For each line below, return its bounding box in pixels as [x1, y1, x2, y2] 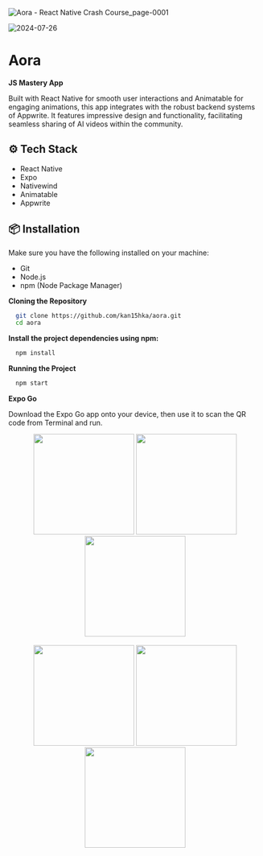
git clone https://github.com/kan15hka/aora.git [15, 311, 182, 319]
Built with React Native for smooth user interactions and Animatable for [8, 93, 244, 103]
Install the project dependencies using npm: [8, 334, 159, 344]
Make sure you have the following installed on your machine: [8, 248, 209, 257]
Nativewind [19, 181, 58, 191]
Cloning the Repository [8, 296, 87, 306]
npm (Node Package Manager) [19, 280, 123, 290]
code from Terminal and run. [8, 418, 103, 428]
